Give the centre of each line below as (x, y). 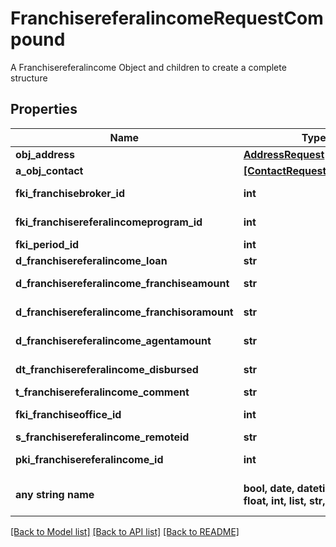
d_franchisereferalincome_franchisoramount (124, 312)
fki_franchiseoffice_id (68, 414)
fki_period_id (47, 244)
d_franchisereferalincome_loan (91, 260)
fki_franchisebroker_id (70, 193)
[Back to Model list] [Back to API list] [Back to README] (125, 531)
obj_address (45, 154)
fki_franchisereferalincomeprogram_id (109, 222)
